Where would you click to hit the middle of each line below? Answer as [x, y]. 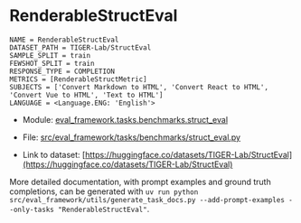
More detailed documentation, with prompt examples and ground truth [140, 181]
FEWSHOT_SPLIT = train [52, 63]
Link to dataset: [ [54, 154]
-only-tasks [32, 209]
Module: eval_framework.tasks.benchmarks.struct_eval [125, 119]
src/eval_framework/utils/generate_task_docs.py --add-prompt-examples [147, 200]
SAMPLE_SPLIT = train [50, 55]
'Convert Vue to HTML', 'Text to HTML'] [87, 95]
